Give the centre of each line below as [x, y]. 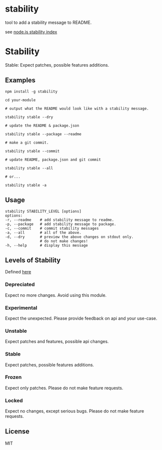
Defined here [18, 272]
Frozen [13, 377]
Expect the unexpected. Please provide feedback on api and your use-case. [81, 318]
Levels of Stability [33, 260]
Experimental [21, 307]
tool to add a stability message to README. [48, 22]
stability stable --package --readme [43, 134]
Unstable [16, 331]
